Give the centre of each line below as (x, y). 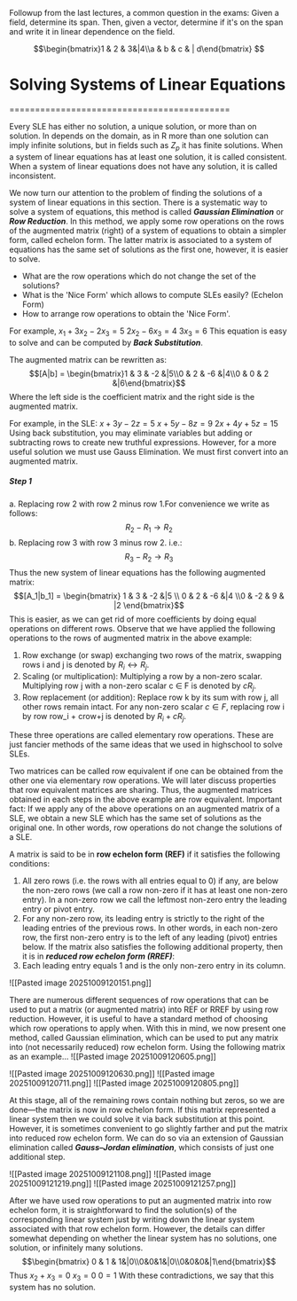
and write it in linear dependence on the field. (92, 31)
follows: (23, 513)
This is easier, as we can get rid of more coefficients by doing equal (133, 619)
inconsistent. (32, 176)
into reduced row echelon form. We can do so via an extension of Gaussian (146, 1138)
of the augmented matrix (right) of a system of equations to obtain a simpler (148, 231)
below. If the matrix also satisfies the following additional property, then (152, 947)
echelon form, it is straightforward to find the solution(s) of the (123, 1211)
